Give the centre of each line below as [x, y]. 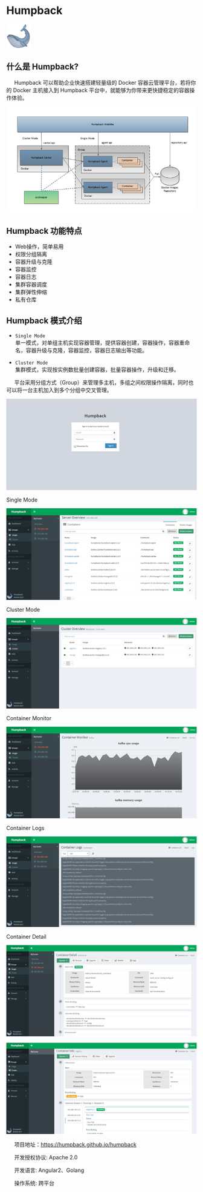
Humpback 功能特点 [44, 231]
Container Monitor [29, 718]
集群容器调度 [31, 285]
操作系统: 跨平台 [34, 1183]
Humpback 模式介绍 [44, 321]
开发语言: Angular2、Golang [49, 1170]
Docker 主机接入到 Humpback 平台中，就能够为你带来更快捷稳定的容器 [101, 90]
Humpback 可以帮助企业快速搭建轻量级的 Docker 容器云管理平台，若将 [102, 82]
